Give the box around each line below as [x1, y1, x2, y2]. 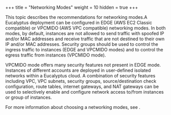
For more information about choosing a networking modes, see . [5, 104, 140, 110]
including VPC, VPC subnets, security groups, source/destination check [5, 78, 157, 84]
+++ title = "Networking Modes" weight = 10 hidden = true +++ [5, 5, 138, 10]
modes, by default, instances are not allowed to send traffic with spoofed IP [5, 31, 164, 36]
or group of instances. [5, 94, 52, 100]
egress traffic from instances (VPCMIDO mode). [5, 52, 106, 58]
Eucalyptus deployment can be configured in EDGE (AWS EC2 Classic [5, 20, 152, 25]
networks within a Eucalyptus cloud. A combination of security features [5, 73, 156, 78]
